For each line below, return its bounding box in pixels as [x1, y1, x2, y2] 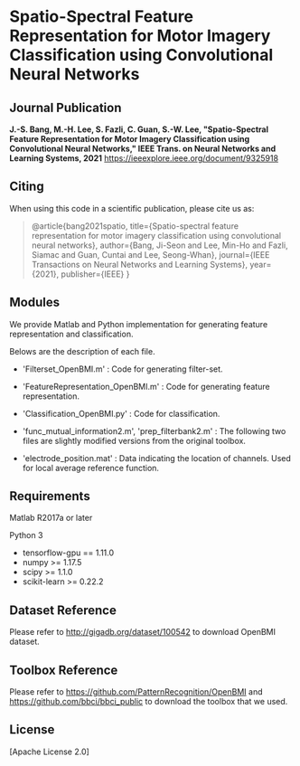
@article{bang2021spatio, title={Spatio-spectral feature [31, 220, 239, 232]
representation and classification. [9, 328, 134, 339]
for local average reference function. [22, 462, 160, 473]
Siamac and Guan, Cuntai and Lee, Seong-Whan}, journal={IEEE [31, 249, 270, 260]
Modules [9, 295, 61, 310]
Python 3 [9, 530, 43, 541]
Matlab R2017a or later [9, 513, 93, 524]
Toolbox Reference [9, 662, 118, 677]
